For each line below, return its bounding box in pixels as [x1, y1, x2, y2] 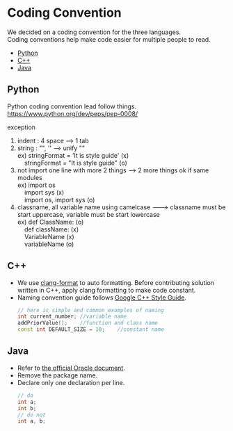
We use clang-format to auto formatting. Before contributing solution [17, 278, 214, 286]
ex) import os [17, 181, 56, 189]
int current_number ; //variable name [17, 313, 127, 320]
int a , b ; [17, 418, 47, 425]
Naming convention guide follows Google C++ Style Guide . [17, 293, 186, 302]
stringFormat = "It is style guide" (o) [24, 158, 127, 167]
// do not [17, 412, 47, 418]
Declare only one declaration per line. [17, 378, 125, 387]
